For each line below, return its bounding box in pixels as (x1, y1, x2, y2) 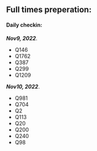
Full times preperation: (6, 5, 92, 15)
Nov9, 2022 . (6, 34, 37, 42)
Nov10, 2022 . (6, 83, 40, 90)
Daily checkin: (6, 21, 43, 29)
